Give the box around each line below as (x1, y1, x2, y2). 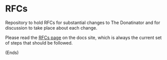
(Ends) (5, 49, 19, 55)
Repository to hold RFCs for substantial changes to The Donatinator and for (5, 19, 160, 25)
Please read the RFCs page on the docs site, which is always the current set (5, 34, 162, 40)
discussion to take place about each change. (5, 24, 97, 30)
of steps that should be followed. (5, 39, 73, 45)
